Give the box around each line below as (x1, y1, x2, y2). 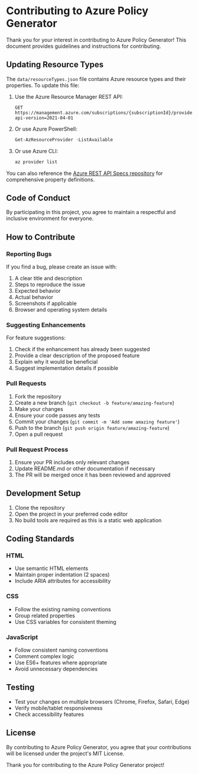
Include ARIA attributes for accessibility (14, 578, 111, 585)
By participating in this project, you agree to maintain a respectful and (6, 209, 176, 216)
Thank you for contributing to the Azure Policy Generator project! (6, 761, 164, 768)
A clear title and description (14, 275, 82, 281)
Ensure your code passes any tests (14, 412, 100, 419)
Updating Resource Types (6, 60, 104, 70)
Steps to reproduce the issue (14, 281, 86, 288)
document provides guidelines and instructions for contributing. (6, 43, 161, 50)
